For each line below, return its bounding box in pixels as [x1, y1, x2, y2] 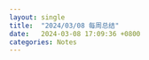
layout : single [9, 12, 66, 22]
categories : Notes [9, 37, 77, 47]
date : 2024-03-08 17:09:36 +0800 [9, 29, 141, 38]
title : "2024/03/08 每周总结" [9, 21, 120, 30]
